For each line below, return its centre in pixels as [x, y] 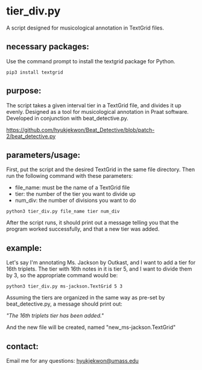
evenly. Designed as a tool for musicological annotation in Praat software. [97, 111]
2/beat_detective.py [31, 136]
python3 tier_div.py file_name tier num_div [63, 212]
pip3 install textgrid [35, 72]
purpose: [24, 91]
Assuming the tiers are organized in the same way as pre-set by [86, 298]
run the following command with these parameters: [70, 176]
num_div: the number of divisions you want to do [76, 201]
